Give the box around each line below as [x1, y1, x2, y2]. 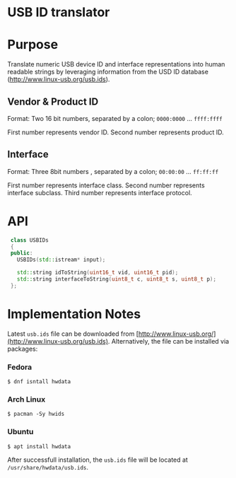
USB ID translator [7, 4, 110, 21]
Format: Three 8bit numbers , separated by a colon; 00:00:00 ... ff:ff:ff [7, 167, 219, 175]
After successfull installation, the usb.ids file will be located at [7, 455, 189, 464]
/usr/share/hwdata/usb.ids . [7, 462, 89, 471]
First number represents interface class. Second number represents [7, 181, 205, 190]
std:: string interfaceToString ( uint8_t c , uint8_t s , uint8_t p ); [16, 276, 217, 283]
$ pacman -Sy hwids [7, 411, 65, 418]
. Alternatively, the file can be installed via [107, 337, 230, 345]
